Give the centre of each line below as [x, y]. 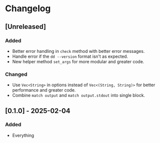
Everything [23, 135]
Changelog [28, 9]
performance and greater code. [44, 90]
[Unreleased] [26, 27]
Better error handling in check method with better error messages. [79, 51]
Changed [16, 74]
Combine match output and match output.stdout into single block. [79, 95]
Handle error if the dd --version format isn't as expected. [70, 56]
